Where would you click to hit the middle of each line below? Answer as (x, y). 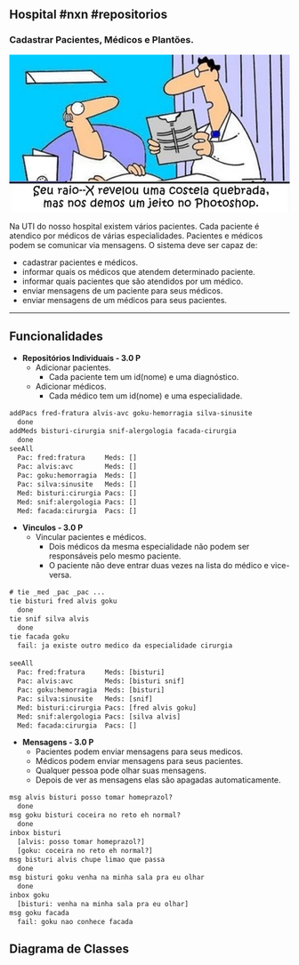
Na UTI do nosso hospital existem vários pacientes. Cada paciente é (134, 226)
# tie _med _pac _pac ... (57, 592)
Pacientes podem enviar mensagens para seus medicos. (139, 752)
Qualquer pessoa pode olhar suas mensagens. (121, 770)
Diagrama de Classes (69, 949)
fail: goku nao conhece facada (75, 921)
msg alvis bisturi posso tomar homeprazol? (91, 797)
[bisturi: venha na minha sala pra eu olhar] (103, 904)
